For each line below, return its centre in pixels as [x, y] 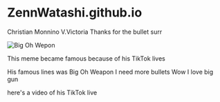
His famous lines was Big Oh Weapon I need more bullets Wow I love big [110, 72]
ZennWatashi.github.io [75, 13]
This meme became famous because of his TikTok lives [86, 58]
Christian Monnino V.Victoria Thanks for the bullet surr [85, 32]
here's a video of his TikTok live [52, 92]
